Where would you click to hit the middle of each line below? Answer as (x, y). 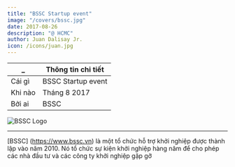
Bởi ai (20, 104)
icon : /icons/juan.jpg (40, 46)
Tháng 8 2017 (66, 93)
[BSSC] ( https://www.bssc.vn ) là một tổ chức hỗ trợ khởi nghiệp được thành (116, 141)
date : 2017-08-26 (33, 26)
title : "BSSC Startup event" (50, 14)
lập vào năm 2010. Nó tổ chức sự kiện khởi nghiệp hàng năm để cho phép (113, 148)
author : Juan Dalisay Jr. (45, 40)
